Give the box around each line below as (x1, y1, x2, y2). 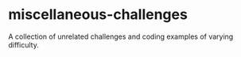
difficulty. (8, 40, 40, 49)
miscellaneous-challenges (8, 6, 189, 24)
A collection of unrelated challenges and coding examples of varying (8, 32, 234, 41)
